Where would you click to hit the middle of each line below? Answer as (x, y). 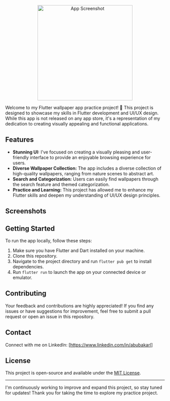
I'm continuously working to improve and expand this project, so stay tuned (84, 388)
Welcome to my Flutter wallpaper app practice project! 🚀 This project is (79, 107)
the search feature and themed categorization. (61, 184)
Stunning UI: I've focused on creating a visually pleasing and (76, 152)
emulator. (23, 277)
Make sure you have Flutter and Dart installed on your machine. (79, 251)
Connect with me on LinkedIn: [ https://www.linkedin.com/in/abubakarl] (79, 345)
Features (19, 140)
